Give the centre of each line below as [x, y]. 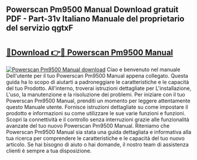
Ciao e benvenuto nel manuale [143, 69]
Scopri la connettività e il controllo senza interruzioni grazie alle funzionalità [98, 119]
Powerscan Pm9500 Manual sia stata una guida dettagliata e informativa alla [99, 132]
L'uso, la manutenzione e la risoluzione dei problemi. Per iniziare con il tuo [96, 94]
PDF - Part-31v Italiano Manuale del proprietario [95, 19]
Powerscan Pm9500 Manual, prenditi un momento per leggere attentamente [98, 101]
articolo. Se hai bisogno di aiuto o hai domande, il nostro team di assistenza [98, 144]
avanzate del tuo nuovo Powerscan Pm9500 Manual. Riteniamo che [88, 126]
